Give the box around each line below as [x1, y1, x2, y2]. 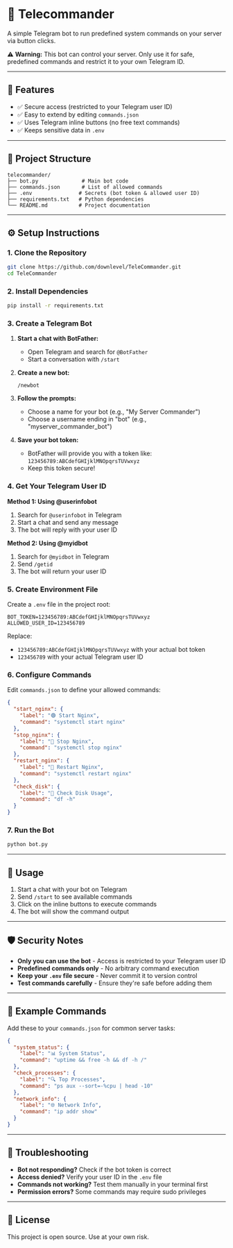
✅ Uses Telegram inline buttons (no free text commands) [17, 118, 180, 126]
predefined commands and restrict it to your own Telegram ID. [7, 57, 185, 65]
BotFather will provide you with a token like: [27, 449, 153, 457]
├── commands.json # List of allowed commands [7, 183, 163, 190]
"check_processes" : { [13, 1070, 76, 1077]
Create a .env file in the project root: [7, 600, 111, 609]
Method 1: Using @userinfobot [7, 497, 97, 505]
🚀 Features [7, 84, 55, 96]
